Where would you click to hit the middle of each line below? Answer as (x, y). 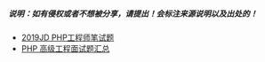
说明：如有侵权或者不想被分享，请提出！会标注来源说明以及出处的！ (133, 13)
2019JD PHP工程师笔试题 (68, 37)
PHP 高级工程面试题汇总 (65, 48)
